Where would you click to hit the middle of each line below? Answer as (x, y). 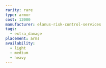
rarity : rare (19, 10)
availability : (20, 43)
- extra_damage (26, 34)
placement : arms (22, 39)
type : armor (18, 15)
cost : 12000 (18, 19)
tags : (11, 29)
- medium (19, 53)
